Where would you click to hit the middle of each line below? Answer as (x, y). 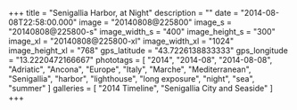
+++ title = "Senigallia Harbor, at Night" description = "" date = (124, 13)
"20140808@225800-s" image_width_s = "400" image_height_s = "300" (142, 31)
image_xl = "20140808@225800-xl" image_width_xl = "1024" (121, 41)
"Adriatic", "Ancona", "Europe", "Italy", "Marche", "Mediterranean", (130, 69)
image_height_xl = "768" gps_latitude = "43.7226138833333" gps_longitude (148, 51)
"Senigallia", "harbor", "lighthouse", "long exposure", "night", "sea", (132, 79)
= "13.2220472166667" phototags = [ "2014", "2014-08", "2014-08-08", (140, 60)
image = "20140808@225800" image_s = (156, 22)
